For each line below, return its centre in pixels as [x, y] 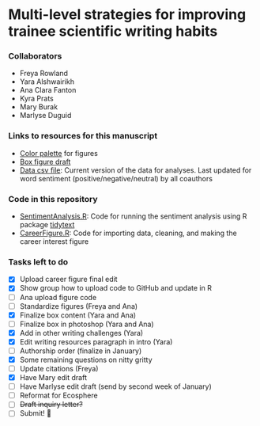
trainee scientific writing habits [113, 31]
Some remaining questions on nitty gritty [86, 359]
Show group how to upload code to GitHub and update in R [115, 288]
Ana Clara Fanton [48, 90]
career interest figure [54, 242]
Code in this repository [53, 199]
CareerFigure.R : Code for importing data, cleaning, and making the [128, 233]
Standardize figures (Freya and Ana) [79, 306]
